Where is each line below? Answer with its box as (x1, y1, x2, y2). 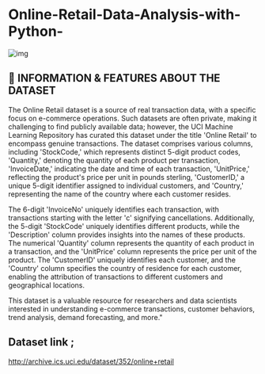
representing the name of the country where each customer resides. (8, 189, 231, 199)
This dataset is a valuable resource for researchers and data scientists (8, 296, 237, 305)
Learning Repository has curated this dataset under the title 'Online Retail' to (8, 130, 257, 139)
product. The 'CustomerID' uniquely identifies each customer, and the (8, 255, 236, 265)
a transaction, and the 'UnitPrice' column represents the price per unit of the (8, 246, 257, 256)
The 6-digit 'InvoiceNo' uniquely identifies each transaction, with (8, 204, 219, 214)
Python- (8, 22, 63, 40)
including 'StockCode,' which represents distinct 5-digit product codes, (8, 147, 241, 156)
